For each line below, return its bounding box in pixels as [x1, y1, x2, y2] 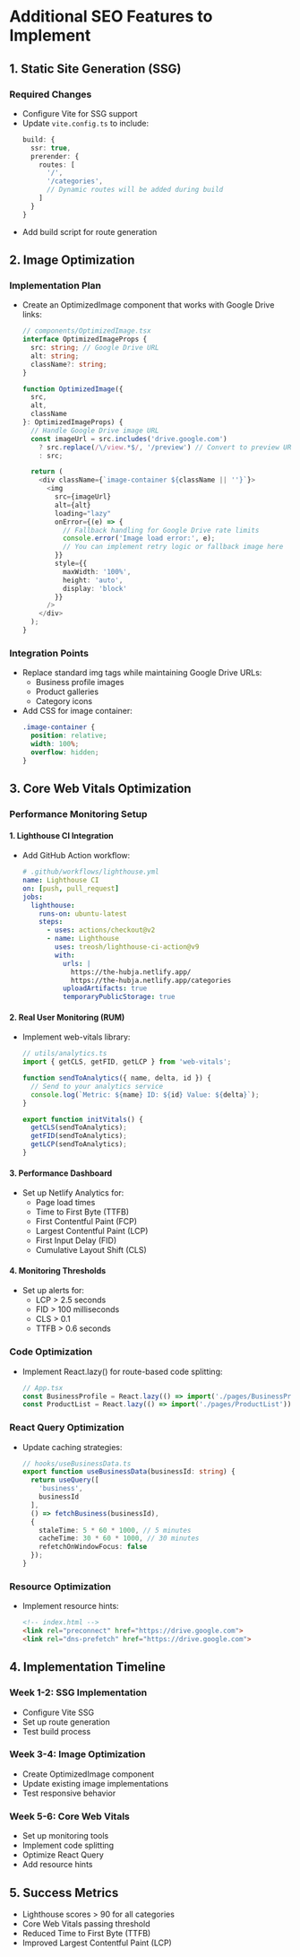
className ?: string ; [30, 360, 107, 369]
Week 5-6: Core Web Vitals [9, 1810, 130, 1822]
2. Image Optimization [9, 253, 135, 268]
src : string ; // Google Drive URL [30, 344, 159, 352]
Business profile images [35, 677, 124, 688]
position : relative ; [30, 731, 107, 741]
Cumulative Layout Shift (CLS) [35, 1245, 148, 1256]
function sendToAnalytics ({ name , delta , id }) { [21, 1074, 212, 1083]
